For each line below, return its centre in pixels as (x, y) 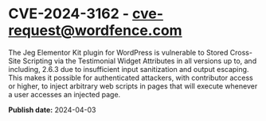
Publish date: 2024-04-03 (52, 110)
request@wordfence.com (95, 30)
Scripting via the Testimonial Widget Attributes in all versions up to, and (140, 61)
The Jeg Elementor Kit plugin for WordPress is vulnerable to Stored (118, 52)
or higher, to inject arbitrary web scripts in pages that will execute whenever (133, 86)
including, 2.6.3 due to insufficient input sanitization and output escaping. (129, 69)
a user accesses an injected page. (65, 94)
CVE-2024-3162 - (69, 14)
